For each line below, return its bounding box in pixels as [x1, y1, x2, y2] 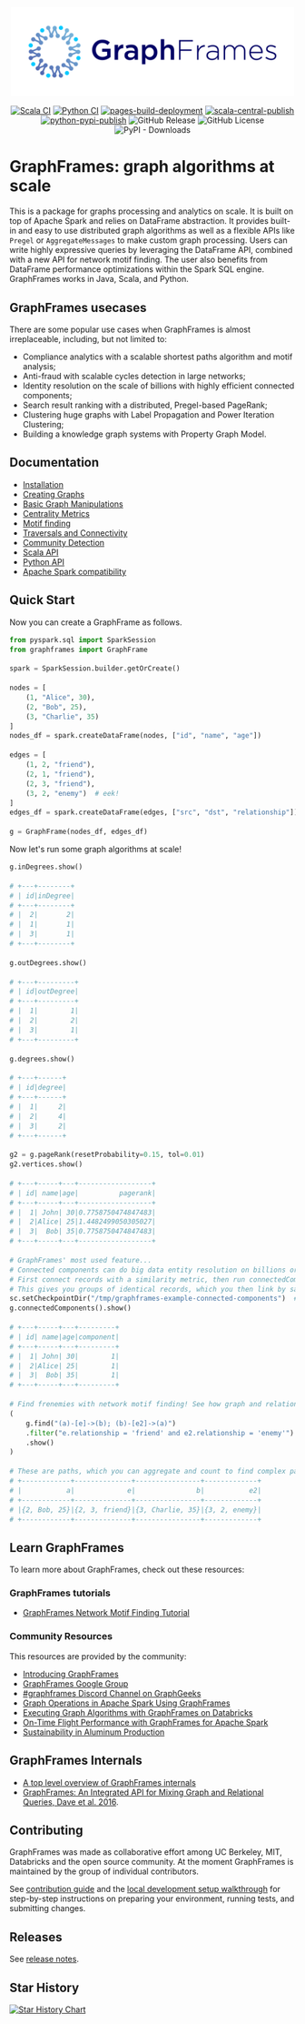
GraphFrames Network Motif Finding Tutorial [22, 1607, 191, 1618]
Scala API [22, 547, 59, 558]
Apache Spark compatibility [22, 566, 127, 577]
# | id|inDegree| [9, 891, 75, 901]
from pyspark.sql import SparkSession [9, 635, 156, 644]
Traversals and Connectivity [22, 527, 128, 539]
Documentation [9, 455, 100, 470]
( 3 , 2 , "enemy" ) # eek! [25, 789, 120, 798]
